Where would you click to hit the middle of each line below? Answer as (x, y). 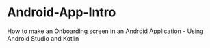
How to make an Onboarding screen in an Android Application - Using (105, 31)
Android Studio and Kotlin (43, 38)
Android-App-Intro (62, 13)
